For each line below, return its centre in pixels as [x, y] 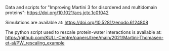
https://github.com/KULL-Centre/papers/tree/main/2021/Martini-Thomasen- [84, 38]
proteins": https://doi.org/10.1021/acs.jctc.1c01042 [57, 13]
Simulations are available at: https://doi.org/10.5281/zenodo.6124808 [77, 22]
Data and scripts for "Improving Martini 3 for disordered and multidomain [81, 7]
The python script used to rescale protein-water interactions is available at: [83, 32]
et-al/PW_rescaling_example [35, 43]
